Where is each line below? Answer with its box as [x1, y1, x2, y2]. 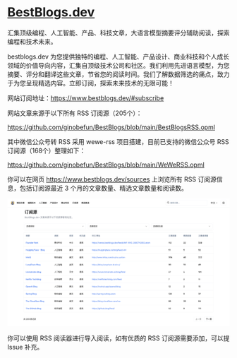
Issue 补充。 [7, 342, 44, 351]
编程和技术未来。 [7, 37, 57, 46]
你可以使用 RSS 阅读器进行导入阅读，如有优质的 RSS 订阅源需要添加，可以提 [7, 333, 230, 342]
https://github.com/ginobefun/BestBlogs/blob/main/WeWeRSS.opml [7, 160, 205, 169]
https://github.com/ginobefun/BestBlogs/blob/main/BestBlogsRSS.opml [7, 123, 216, 131]
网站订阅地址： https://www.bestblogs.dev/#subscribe [7, 93, 164, 102]
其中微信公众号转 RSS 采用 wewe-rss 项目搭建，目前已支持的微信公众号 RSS [7, 137, 229, 145]
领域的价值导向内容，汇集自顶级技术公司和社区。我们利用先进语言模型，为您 [7, 61, 230, 69]
